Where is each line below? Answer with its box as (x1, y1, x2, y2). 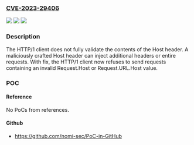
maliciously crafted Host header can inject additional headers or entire (6, 52, 176, 59)
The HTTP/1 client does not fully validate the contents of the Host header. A (6, 45, 189, 53)
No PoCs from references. (6, 106, 69, 113)
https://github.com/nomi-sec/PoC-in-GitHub (14, 132, 122, 139)
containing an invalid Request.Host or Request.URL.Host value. (6, 64, 158, 71)
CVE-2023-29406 (6, 4, 60, 12)
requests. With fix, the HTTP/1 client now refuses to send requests (6, 58, 166, 65)
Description (6, 33, 40, 41)
